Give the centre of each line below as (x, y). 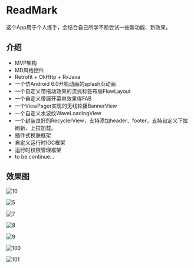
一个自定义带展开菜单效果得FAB (53, 98)
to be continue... (34, 156)
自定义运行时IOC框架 (40, 142)
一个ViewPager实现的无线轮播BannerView (66, 106)
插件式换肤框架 (33, 135)
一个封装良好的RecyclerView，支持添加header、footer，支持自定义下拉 (101, 120)
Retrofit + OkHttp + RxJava (47, 76)
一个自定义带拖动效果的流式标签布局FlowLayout (73, 91)
